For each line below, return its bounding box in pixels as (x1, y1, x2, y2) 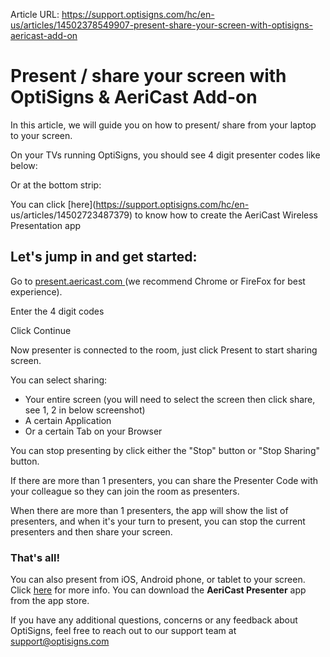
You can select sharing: (10, 374, 108, 386)
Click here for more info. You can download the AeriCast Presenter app (10, 584, 307, 596)
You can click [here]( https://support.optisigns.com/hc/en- (10, 198, 250, 210)
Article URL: (10, 9, 60, 20)
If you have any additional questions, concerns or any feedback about (10, 614, 298, 626)
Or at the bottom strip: (10, 179, 102, 191)
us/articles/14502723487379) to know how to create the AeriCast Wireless (10, 209, 318, 221)
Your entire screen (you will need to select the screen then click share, (24, 393, 316, 405)
